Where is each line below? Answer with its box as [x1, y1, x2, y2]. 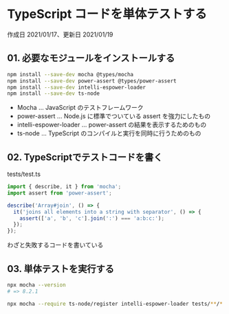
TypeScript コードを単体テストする [7, 6, 208, 22]
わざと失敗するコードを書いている [7, 241, 104, 249]
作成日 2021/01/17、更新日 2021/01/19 [7, 30, 113, 38]
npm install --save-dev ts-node [7, 90, 100, 97]
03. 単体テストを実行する [7, 262, 115, 275]
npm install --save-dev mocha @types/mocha [7, 71, 134, 78]
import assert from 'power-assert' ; [7, 190, 112, 197]
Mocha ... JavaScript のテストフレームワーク [17, 104, 144, 112]
